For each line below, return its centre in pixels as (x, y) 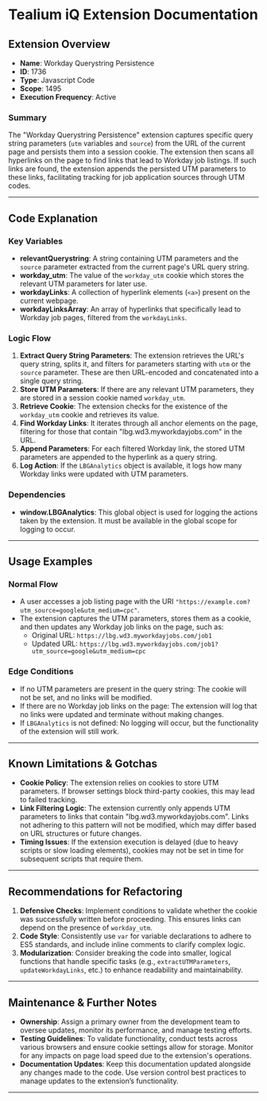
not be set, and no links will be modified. (86, 697)
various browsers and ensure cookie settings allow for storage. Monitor (137, 1047)
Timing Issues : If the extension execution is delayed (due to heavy (129, 842)
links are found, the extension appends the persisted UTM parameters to (127, 169)
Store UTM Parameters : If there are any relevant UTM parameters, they (137, 390)
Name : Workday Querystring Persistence (87, 63)
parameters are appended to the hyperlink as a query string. (118, 457)
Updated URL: (54, 644)
